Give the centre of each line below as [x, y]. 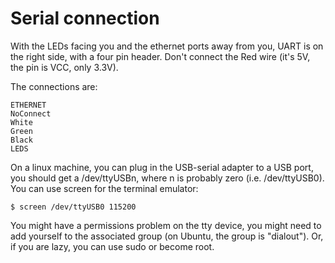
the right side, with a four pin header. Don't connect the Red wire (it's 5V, [160, 56]
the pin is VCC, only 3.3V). [64, 67]
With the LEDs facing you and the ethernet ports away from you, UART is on [167, 46]
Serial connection [85, 18]
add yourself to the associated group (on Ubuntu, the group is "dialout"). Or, [167, 236]
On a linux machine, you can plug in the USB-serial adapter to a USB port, [162, 167]
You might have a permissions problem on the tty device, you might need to [166, 225]
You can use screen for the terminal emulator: [104, 188]
